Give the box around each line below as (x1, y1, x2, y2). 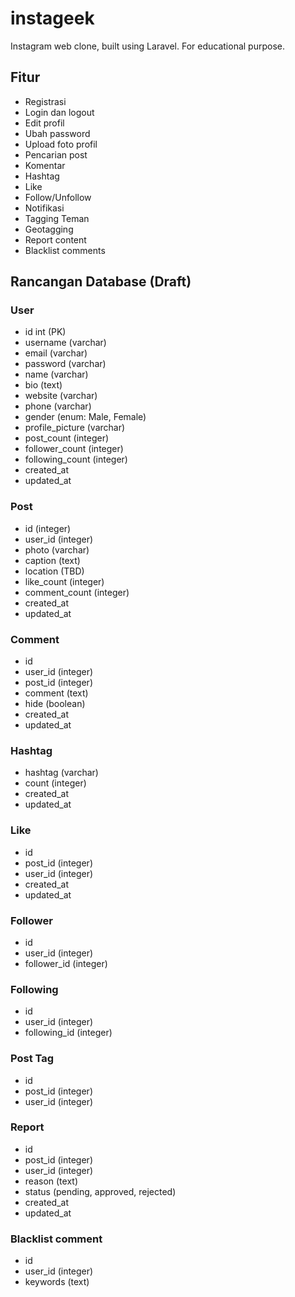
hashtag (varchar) (24, 767, 99, 779)
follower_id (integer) (24, 957, 108, 969)
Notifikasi (24, 202, 65, 214)
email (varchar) (24, 347, 88, 359)
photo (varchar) (24, 543, 90, 556)
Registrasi (24, 95, 67, 107)
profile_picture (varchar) (24, 422, 126, 434)
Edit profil (24, 117, 65, 129)
